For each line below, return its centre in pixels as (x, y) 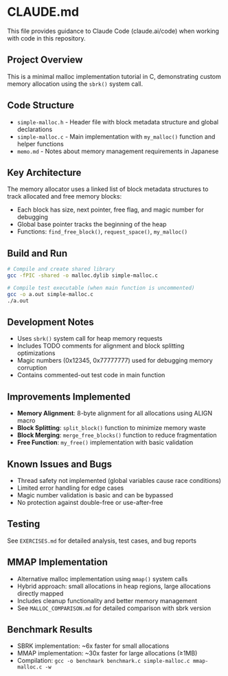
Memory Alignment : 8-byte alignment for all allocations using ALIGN (115, 414)
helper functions (40, 144)
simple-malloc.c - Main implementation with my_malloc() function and (116, 136)
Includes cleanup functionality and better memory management (107, 600)
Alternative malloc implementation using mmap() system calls (102, 578)
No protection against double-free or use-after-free (90, 503)
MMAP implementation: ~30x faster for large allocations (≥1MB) (107, 653)
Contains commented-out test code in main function (91, 375)
